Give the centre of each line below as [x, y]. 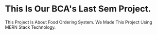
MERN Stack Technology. [30, 27]
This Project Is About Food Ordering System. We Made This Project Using [79, 22]
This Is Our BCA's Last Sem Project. [78, 9]
